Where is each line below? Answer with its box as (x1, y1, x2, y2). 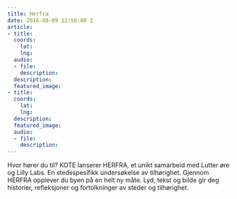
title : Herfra (7, 10, 50, 18)
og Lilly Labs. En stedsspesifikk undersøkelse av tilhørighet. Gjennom (7, 169, 209, 177)
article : (7, 23, 33, 30)
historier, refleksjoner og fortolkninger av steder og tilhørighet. (7, 183, 189, 192)
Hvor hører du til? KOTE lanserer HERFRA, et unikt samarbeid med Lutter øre (7, 161, 230, 169)
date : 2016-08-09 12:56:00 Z (7, 17, 93, 24)
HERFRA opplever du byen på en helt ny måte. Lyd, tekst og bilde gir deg (7, 176, 219, 184)
